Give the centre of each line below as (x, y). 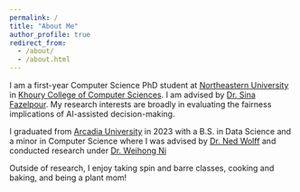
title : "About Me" (44, 26)
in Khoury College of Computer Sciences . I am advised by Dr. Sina (132, 95)
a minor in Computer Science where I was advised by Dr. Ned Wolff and (143, 141)
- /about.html (44, 59)
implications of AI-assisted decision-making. (92, 114)
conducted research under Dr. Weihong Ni (88, 151)
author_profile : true (50, 34)
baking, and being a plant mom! (68, 178)
